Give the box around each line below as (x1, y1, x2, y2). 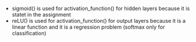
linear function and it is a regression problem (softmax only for (11, 23, 165, 30)
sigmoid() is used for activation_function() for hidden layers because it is (11, 5, 190, 12)
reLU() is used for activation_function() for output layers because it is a (11, 17, 186, 24)
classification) (11, 30, 46, 37)
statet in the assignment (11, 11, 71, 18)
